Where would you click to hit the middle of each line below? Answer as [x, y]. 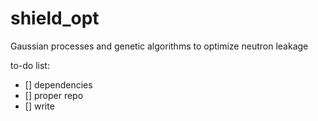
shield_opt [55, 18]
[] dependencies [58, 84]
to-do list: [30, 65]
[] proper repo [54, 95]
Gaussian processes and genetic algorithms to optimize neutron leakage [159, 46]
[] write [39, 106]
